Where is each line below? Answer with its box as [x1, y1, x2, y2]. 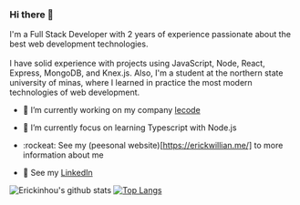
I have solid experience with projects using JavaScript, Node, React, [9, 58, 266, 69]
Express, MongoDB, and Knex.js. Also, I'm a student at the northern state [9, 67, 284, 78]
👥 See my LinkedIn [22, 168, 93, 179]
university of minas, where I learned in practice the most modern [9, 77, 253, 88]
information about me [22, 149, 104, 160]
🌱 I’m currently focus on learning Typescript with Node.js [22, 122, 237, 133]
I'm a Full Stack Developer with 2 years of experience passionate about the [9, 29, 292, 40]
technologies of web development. [9, 87, 140, 98]
